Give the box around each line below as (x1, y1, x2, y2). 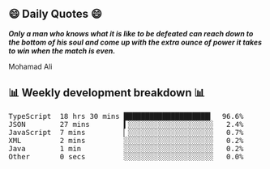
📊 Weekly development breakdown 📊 (8, 86, 205, 100)
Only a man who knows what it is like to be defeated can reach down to (8, 28, 254, 38)
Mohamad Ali (8, 61, 53, 71)
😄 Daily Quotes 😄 (8, 7, 103, 21)
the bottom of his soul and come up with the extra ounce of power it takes (8, 37, 262, 47)
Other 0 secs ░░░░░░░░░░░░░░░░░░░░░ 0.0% (8, 152, 244, 161)
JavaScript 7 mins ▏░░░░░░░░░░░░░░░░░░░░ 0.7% (8, 128, 244, 137)
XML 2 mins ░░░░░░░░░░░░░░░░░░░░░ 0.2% (8, 136, 244, 145)
